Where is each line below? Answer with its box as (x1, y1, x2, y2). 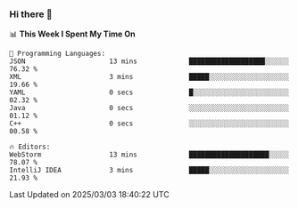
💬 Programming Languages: (9, 49, 105, 59)
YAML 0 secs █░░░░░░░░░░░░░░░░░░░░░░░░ (9, 88, 290, 97)
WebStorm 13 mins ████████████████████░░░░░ (9, 150, 290, 159)
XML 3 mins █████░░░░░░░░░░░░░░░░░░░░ (9, 73, 290, 82)
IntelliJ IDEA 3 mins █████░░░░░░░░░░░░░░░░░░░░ (9, 166, 290, 175)
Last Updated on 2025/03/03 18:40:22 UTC (9, 189, 170, 200)
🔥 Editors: (9, 142, 51, 152)
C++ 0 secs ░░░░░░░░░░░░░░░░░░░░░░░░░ (9, 119, 290, 128)
